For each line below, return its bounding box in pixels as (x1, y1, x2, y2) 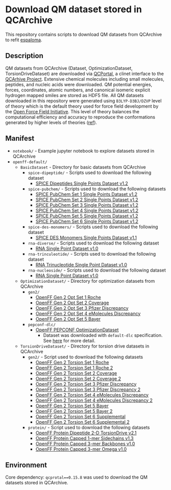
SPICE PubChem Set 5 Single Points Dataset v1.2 (35, 213, 139, 219)
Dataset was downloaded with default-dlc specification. (43, 332, 163, 338)
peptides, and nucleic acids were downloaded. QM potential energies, (5, 81, 153, 87)
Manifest (5, 134, 35, 143)
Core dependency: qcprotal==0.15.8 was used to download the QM (5, 474, 148, 480)
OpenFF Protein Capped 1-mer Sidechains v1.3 (35, 435, 134, 441)
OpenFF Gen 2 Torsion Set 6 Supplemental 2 (35, 419, 130, 425)
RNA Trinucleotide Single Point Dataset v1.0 (35, 261, 128, 267)
